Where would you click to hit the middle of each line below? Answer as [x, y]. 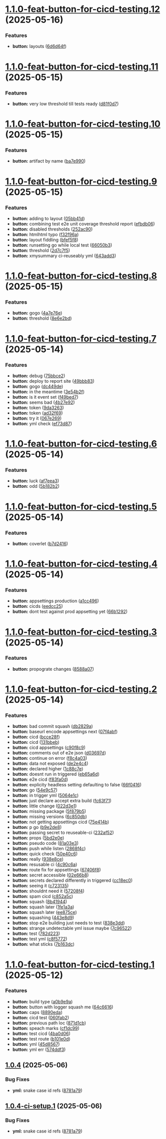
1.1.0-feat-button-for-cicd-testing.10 [83, 124]
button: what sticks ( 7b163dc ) [43, 944]
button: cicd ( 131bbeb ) [36, 742]
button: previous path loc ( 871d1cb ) [49, 1023]
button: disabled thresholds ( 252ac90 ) [52, 229]
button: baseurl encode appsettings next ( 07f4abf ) [65, 732]
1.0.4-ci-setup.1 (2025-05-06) [54, 1106]
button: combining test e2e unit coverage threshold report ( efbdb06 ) [83, 224]
